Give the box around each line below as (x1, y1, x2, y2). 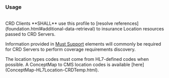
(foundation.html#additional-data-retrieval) (5, 26, 96, 32)
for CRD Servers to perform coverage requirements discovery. (5, 47, 136, 53)
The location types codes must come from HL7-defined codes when (5, 56, 149, 62)
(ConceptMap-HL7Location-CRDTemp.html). (5, 67, 99, 73)
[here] (131, 62, 144, 68)
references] (114, 20, 139, 26)
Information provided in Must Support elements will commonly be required (5, 41, 161, 47)
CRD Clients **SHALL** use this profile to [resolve (5, 20, 114, 26)
